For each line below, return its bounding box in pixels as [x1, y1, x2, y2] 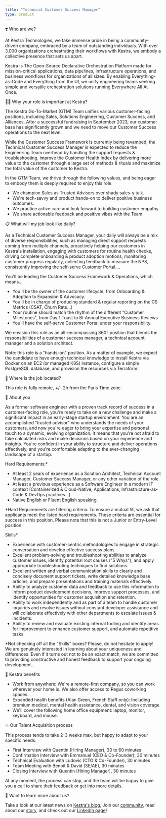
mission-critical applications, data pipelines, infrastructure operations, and [5, 68, 157, 74]
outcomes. [12, 200, 35, 206]
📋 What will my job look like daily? [5, 221, 76, 227]
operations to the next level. [5, 129, 62, 135]
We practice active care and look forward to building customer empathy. [12, 205, 160, 211]
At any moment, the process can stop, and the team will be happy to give [5, 777, 154, 783]
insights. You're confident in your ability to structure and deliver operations [5, 441, 158, 447]
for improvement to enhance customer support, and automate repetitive [12, 626, 159, 632]
